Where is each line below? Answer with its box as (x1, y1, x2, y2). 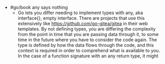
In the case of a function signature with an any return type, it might (17, 53, 158, 59)
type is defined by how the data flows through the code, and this (17, 42, 154, 48)
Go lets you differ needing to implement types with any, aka (17, 10, 143, 16)
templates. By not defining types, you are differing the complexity (17, 26, 156, 32)
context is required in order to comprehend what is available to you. (17, 48, 160, 53)
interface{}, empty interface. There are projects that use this (17, 15, 145, 21)
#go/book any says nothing (10, 5, 68, 10)
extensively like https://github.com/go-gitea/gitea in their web (17, 20, 148, 26)
